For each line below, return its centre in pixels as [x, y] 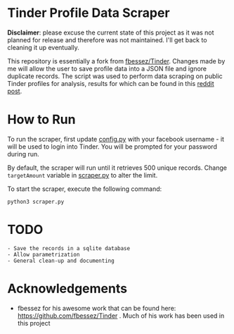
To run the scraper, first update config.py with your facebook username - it [116, 139]
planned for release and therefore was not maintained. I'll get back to [107, 39]
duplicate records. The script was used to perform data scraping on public [115, 76]
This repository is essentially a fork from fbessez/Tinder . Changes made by [116, 61]
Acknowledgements [67, 289]
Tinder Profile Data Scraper [89, 13]
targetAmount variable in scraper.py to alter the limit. [83, 175]
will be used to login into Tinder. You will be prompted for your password [112, 147]
